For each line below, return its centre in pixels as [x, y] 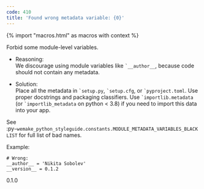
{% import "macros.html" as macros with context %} [73, 35]
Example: [18, 147]
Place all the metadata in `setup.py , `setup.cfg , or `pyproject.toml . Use [106, 90]
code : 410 [19, 12]
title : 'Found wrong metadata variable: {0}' [65, 18]
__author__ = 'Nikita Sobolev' [46, 163]
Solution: [26, 84]
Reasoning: [29, 59]
